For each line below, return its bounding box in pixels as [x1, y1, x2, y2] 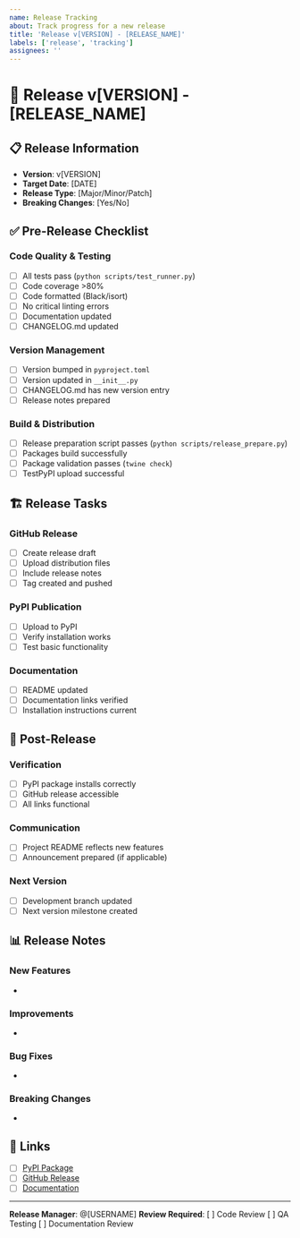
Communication [9, 821, 80, 833]
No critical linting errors [21, 301, 110, 312]
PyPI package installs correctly [21, 778, 137, 789]
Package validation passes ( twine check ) [21, 458, 173, 469]
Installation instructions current [21, 704, 137, 716]
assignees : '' [9, 47, 62, 55]
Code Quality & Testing [9, 250, 112, 262]
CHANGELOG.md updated [21, 321, 119, 332]
